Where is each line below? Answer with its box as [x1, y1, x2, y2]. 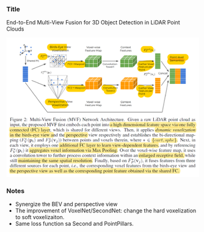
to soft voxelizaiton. [15, 214, 65, 221]
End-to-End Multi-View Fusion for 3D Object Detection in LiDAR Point [6, 19, 180, 26]
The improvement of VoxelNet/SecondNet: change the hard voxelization [15, 207, 197, 214]
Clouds [6, 25, 24, 32]
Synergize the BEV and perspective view [15, 201, 118, 208]
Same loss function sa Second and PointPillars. [15, 220, 134, 228]
